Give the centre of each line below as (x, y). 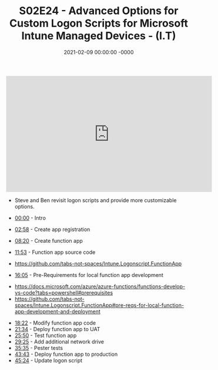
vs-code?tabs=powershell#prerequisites (64, 292)
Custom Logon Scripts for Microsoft (99, 23)
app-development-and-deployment (58, 311)
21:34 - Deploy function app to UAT (57, 329)
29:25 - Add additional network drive (59, 341)
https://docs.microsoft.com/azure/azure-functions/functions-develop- (100, 286)
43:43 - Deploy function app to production (66, 354)
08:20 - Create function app (49, 240)
